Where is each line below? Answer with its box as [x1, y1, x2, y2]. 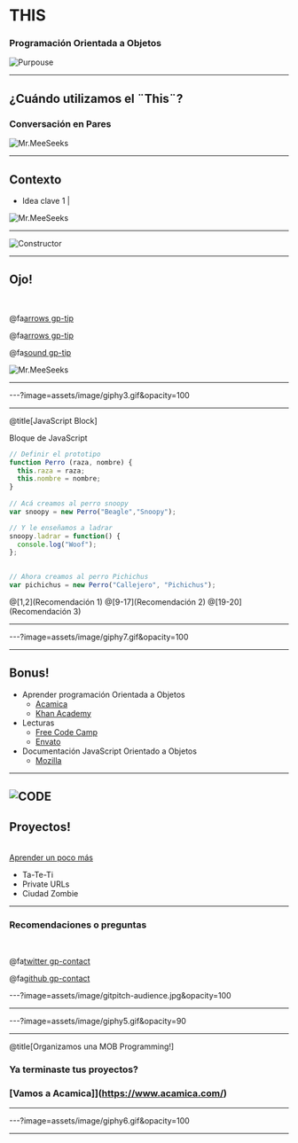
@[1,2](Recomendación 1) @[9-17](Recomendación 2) [9, 596, 207, 607]
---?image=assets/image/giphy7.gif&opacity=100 [9, 631, 189, 642]
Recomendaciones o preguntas [9, 919, 147, 931]
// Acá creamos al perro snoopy [9, 499, 129, 508]
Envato [35, 736, 61, 747]
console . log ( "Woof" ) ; [17, 540, 98, 549]
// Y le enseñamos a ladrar [9, 523, 114, 532]
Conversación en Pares [9, 117, 112, 129]
